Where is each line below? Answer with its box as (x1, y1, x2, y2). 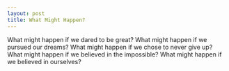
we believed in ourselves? (7, 57, 81, 65)
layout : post (7, 10, 45, 17)
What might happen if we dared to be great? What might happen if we (7, 35, 207, 43)
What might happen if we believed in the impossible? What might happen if (7, 50, 222, 59)
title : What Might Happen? (7, 17, 86, 23)
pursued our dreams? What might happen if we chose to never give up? (7, 43, 213, 51)
